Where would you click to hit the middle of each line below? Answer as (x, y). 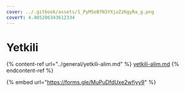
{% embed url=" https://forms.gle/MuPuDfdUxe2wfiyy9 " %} (81, 82)
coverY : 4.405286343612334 (41, 18)
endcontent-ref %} (30, 71)
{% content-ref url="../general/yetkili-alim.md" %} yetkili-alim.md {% (93, 64)
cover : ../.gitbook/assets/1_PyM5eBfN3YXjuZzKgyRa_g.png (80, 12)
